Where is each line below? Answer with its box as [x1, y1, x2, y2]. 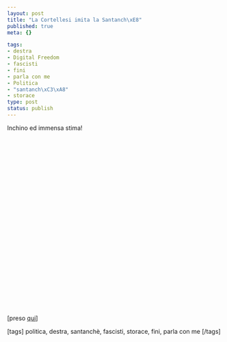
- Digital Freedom [7, 54, 59, 62]
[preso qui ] [7, 314, 38, 322]
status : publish [7, 105, 53, 112]
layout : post [7, 10, 44, 17]
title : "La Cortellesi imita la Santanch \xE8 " [7, 16, 142, 23]
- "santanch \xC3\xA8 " [7, 86, 69, 93]
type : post [7, 98, 38, 106]
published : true [7, 23, 53, 29]
